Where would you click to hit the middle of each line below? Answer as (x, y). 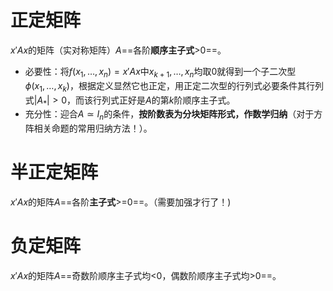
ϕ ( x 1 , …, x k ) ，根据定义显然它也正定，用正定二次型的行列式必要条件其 (165, 86)
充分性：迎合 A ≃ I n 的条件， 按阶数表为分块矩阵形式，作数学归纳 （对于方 (173, 115)
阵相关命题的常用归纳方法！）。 (88, 128)
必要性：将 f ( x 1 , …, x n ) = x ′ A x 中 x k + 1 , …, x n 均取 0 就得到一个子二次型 (160, 72)
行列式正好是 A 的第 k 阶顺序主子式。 (164, 100)
